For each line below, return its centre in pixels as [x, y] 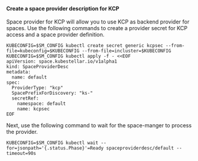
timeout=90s [21, 154]
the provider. [22, 132]
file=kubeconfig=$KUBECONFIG [43, 51]
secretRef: [25, 99]
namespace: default [42, 104]
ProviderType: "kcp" [37, 88]
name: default [29, 77]
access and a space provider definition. [55, 35]
